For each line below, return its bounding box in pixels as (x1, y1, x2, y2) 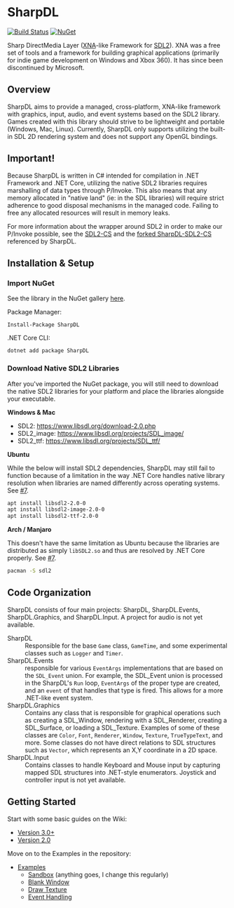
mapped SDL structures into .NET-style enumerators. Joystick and (25, 768, 216, 776)
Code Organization (7, 587, 92, 599)
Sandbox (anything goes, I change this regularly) (27, 870, 169, 879)
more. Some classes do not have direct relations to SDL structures (25, 738, 216, 747)
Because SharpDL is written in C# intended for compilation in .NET (7, 171, 200, 180)
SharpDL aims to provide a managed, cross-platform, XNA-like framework (7, 102, 221, 111)
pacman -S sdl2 (7, 568, 52, 575)
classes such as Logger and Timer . (25, 648, 123, 657)
